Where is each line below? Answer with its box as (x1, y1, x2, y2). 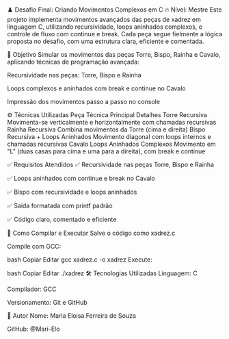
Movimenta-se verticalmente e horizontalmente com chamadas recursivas (7, 118, 217, 126)
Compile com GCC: (7, 242, 62, 250)
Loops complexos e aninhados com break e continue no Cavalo (7, 84, 186, 92)
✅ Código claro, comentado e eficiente (7, 215, 117, 223)
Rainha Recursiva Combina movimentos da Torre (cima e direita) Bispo (7, 125, 206, 134)
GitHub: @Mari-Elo (7, 325, 60, 333)
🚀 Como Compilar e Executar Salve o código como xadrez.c (7, 229, 176, 237)
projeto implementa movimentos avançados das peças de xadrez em (7, 16, 202, 23)
